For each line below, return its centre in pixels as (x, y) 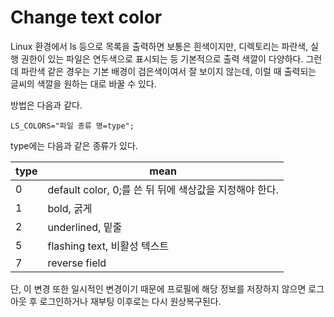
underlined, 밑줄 (85, 227)
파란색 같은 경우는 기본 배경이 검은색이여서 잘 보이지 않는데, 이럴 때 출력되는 (168, 71)
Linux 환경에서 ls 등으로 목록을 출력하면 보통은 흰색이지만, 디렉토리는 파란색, (159, 46)
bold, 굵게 (70, 208)
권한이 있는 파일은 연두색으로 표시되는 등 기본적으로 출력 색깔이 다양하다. (162, 58)
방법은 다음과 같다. (46, 105)
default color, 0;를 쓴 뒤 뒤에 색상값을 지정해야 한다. (163, 189)
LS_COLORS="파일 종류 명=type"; (72, 126)
